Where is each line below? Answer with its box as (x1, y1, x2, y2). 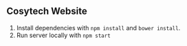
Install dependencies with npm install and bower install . (16, 23, 181, 32)
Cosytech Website (6, 5, 87, 17)
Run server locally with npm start (16, 31, 111, 39)
